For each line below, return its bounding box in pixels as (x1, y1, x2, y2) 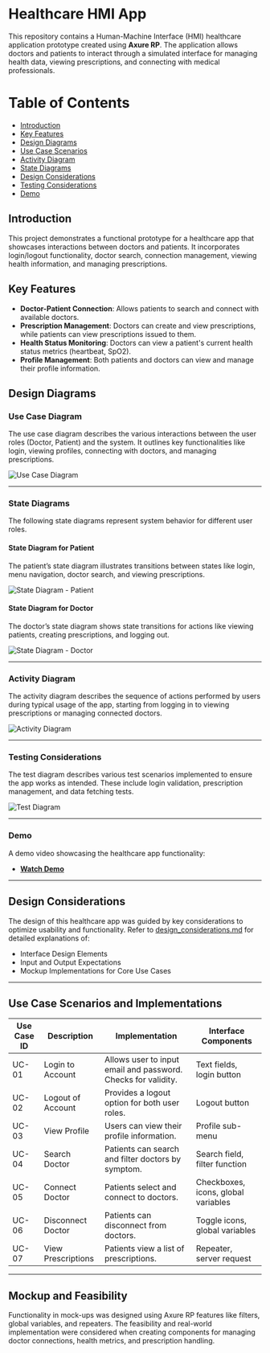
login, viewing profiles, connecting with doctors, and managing (8, 446, 217, 456)
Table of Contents (8, 94, 130, 113)
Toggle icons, (195, 1215, 247, 1226)
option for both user (104, 1097, 180, 1109)
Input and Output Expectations (19, 957, 122, 967)
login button (195, 1069, 242, 1080)
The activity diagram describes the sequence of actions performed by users (8, 691, 261, 701)
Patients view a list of (104, 1243, 185, 1254)
